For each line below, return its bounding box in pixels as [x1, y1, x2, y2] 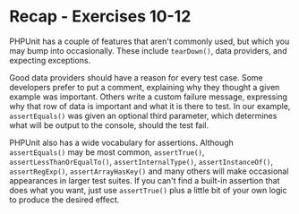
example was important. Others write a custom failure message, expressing [9, 91, 288, 102]
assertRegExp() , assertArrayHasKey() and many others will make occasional [9, 166, 289, 176]
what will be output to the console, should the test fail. [9, 119, 209, 131]
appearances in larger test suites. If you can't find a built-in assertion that [9, 175, 280, 185]
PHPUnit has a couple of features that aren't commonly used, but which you [9, 36, 290, 47]
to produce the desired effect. [9, 194, 120, 205]
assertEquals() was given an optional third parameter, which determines [9, 110, 278, 121]
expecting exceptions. [9, 55, 91, 65]
